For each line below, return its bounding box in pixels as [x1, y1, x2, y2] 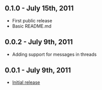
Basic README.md [12, 23, 52, 29]
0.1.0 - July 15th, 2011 [5, 4, 74, 13]
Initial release [12, 79, 40, 85]
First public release [12, 17, 53, 23]
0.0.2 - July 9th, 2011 [5, 38, 73, 46]
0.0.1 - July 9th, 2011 [5, 66, 71, 75]
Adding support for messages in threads [12, 51, 97, 57]
